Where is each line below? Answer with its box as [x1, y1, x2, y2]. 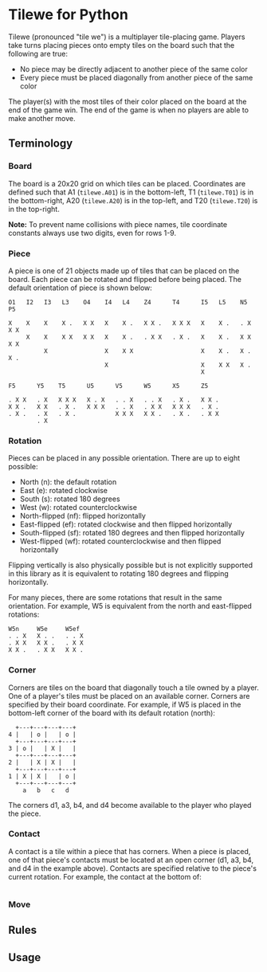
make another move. [8, 113, 76, 123]
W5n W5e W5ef [8, 625, 80, 633]
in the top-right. [8, 204, 60, 214]
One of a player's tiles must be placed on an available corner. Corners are [8, 691, 250, 700]
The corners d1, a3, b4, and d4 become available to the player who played [8, 800, 252, 809]
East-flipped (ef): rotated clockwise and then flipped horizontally [19, 519, 233, 529]
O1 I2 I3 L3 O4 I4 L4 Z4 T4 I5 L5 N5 [8, 298, 248, 306]
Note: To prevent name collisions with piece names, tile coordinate [8, 219, 228, 229]
